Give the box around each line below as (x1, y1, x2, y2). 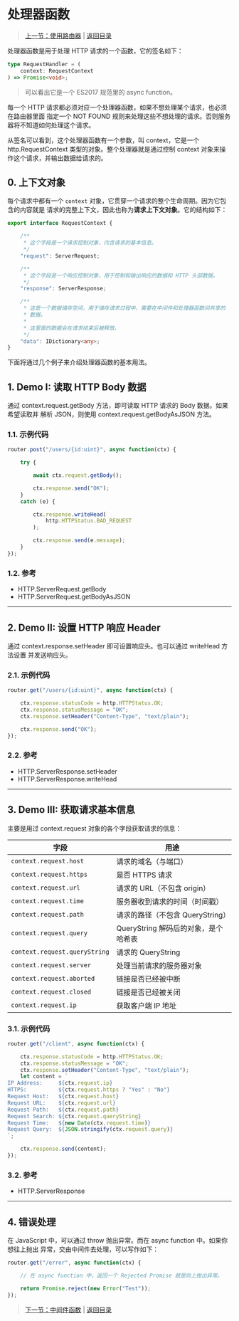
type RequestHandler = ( (7, 60, 81, 68)
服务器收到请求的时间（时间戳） (116, 896, 223, 906)
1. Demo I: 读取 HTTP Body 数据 (7, 381, 147, 393)
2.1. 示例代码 (7, 670, 51, 680)
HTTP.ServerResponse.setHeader (17, 767, 117, 776)
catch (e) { (20, 498, 55, 505)
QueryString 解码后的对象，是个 (116, 923, 223, 933)
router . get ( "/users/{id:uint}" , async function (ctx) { (7, 687, 174, 694)
